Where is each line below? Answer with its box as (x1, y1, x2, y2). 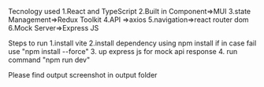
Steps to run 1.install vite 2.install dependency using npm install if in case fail (8, 38, 257, 48)
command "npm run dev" (8, 55, 91, 64)
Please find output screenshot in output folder (8, 71, 158, 79)
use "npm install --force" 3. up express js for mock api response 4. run (8, 47, 238, 56)
